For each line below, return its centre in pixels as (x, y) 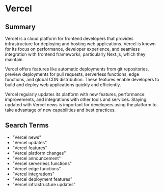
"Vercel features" (30, 148)
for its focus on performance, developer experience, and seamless (72, 49)
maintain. (14, 59)
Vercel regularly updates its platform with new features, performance (75, 94)
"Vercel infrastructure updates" (44, 184)
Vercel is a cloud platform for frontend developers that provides (69, 38)
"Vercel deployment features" (42, 179)
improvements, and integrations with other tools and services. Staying (76, 99)
